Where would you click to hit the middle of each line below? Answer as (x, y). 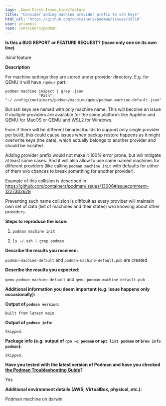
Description (18, 67)
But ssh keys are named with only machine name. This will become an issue (83, 109)
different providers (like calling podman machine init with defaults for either (82, 166)
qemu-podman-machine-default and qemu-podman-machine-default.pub (75, 280)
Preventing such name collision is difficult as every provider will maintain (80, 201)
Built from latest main (30, 313)
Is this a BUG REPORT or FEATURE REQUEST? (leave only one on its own (81, 42)
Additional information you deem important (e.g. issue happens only (78, 289)
